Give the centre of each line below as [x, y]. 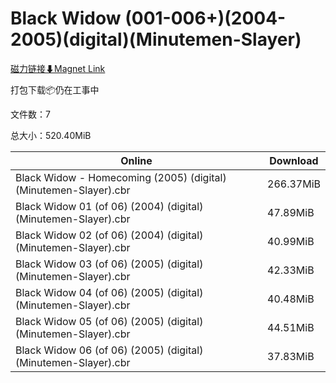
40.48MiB [291, 299]
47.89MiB [291, 212]
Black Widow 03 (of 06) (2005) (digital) [109, 264]
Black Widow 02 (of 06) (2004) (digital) [109, 235]
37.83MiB [291, 356]
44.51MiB [291, 327]
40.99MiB [291, 241]
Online [136, 160]
